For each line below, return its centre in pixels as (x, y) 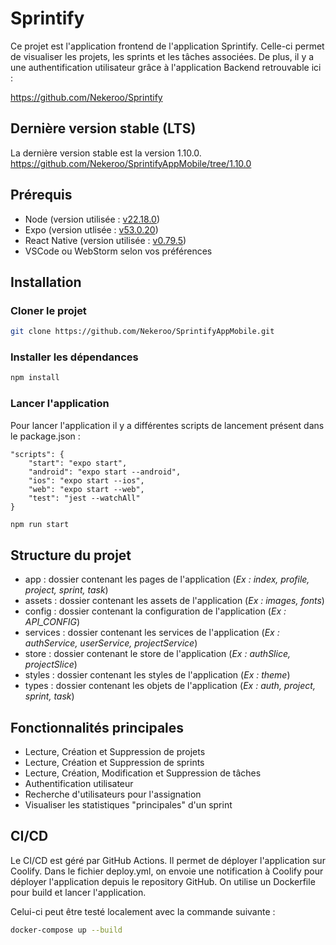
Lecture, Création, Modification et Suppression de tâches (143, 773)
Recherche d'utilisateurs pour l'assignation (113, 794)
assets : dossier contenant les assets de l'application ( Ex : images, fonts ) (174, 601)
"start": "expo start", (78, 463)
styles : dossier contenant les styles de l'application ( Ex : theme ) (157, 675)
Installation (46, 282)
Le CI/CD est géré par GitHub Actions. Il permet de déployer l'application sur (168, 860)
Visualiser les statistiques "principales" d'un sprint (128, 805)
